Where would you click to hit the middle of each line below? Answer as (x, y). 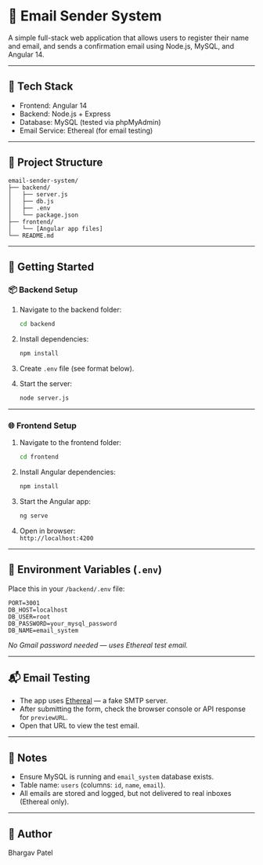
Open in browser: (47, 531)
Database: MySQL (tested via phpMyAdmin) (90, 122)
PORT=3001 (24, 603)
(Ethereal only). (44, 802)
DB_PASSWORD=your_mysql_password (63, 623)
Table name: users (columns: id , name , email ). (92, 785)
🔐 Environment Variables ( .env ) (85, 569)
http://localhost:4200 (56, 538)
